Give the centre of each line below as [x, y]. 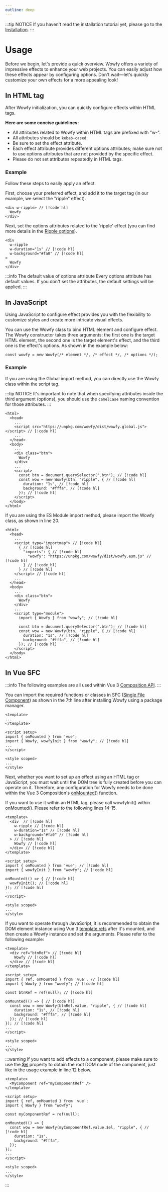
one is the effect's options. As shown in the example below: [67, 346]
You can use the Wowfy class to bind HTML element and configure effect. [81, 329]
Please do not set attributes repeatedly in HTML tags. [67, 159]
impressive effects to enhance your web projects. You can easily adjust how [84, 69]
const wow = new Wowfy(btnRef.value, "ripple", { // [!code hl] [78, 1006]
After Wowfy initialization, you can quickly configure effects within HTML [80, 108]
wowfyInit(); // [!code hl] [39, 883]
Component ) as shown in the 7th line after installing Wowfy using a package [84, 700]
